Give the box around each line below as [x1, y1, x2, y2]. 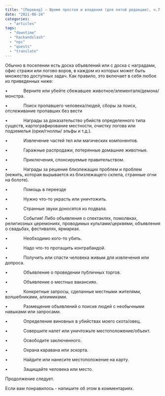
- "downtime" [9, 30, 37, 35]
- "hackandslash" [9, 35, 45, 40]
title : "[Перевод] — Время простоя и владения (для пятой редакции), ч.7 [5, 7, 161, 12]
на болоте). [5, 177, 29, 183]
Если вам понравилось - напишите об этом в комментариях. [5, 385, 134, 391]
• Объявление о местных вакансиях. [5, 279, 98, 285]
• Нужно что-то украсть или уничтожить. [5, 196, 107, 202]
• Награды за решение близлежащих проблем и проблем [5, 166, 142, 172]
